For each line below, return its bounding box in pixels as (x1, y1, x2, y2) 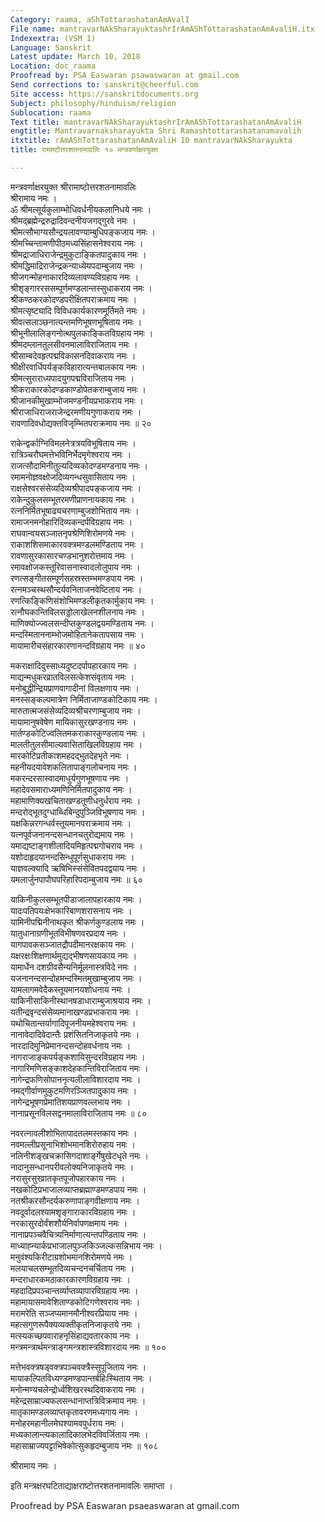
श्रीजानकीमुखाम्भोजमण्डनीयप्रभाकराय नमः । (10, 394, 144, 406)
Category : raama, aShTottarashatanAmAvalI (10, 14, 190, 25)
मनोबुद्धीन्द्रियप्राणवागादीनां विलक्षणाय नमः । (10, 682, 140, 694)
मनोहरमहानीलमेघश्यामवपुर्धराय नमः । (10, 1417, 125, 1429)
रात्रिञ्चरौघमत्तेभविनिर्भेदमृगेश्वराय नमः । (10, 448, 132, 460)
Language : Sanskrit (10, 42, 92, 53)
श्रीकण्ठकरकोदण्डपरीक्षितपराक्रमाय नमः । (10, 293, 138, 305)
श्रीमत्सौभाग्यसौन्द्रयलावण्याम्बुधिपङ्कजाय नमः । (10, 226, 156, 238)
